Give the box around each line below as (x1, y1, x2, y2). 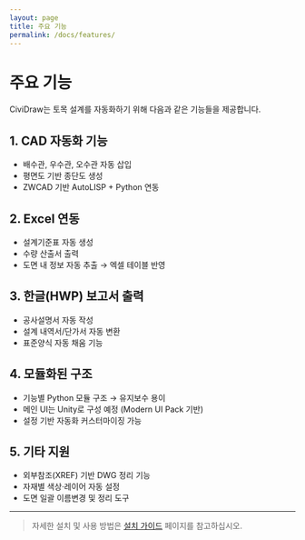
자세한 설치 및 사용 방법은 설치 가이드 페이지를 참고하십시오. (31, 520, 243, 532)
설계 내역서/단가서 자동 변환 (22, 325, 121, 336)
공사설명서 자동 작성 (22, 315, 93, 325)
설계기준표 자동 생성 (22, 236, 93, 247)
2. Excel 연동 (9, 211, 80, 226)
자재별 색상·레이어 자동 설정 (22, 481, 121, 492)
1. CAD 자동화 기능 (9, 133, 108, 148)
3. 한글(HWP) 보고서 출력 (9, 288, 144, 305)
